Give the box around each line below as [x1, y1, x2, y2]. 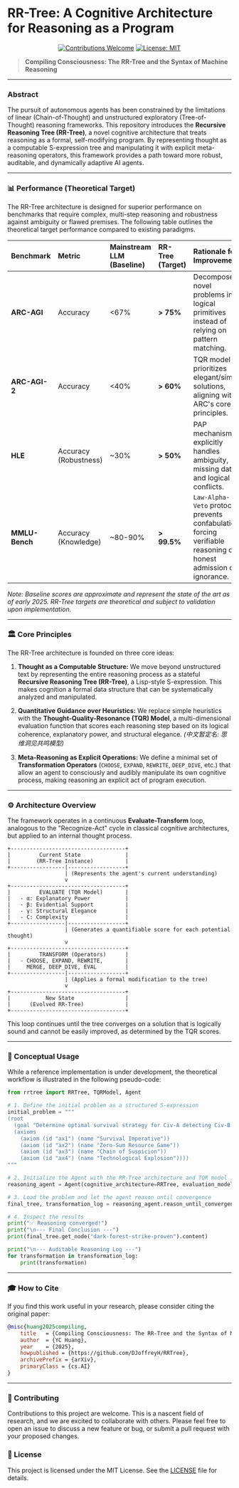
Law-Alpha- [193, 493, 230, 501]
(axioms [14, 1128, 37, 1136]
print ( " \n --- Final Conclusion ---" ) [7, 1226, 119, 1234]
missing [193, 464, 220, 474]
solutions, [193, 381, 226, 391]
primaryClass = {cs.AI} [20, 1363, 91, 1371]
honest [193, 554, 217, 564]
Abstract [7, 89, 39, 99]
